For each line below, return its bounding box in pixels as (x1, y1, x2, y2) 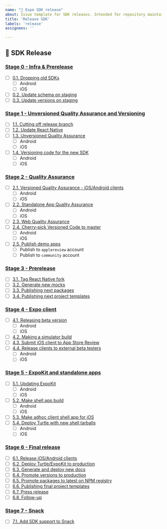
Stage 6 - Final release (5, 444, 61, 451)
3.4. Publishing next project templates (12, 293, 90, 299)
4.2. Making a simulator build (12, 334, 72, 340)
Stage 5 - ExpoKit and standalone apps (5, 369, 101, 376)
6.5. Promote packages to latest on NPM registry (12, 477, 112, 483)
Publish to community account (19, 252, 80, 258)
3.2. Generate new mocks (12, 282, 66, 288)
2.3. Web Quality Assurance (12, 218, 70, 224)
